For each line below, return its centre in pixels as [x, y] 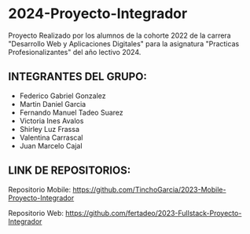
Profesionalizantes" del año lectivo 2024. [75, 52]
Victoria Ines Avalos [51, 121]
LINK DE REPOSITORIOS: [70, 171]
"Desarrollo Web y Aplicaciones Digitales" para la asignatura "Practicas [124, 43]
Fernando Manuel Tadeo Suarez [71, 112]
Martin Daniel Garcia [53, 104]
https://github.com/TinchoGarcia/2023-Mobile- [149, 189]
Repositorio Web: [36, 213]
